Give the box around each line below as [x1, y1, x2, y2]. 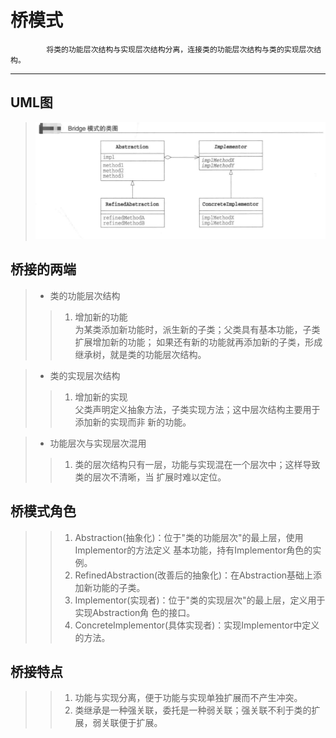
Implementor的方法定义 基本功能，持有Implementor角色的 [74, 544, 313, 556]
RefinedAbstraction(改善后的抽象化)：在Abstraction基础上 [74, 569, 314, 581]
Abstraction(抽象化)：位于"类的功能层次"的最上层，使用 [74, 531, 304, 543]
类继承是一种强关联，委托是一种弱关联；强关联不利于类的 [74, 704, 312, 716]
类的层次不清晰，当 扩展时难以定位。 [74, 471, 227, 483]
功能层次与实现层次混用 [49, 437, 147, 449]
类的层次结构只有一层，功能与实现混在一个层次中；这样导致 [74, 458, 321, 470]
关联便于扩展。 [101, 717, 163, 729]
